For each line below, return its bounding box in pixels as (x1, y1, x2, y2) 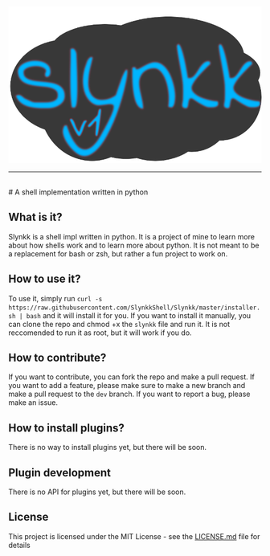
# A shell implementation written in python (8, 187, 149, 197)
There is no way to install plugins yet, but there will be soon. (8, 443, 207, 452)
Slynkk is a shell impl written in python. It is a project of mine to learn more (8, 231, 256, 241)
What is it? (8, 211, 63, 224)
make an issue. (8, 398, 59, 407)
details (8, 540, 31, 550)
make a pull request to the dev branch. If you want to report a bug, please (8, 389, 251, 399)
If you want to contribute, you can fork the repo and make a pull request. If (8, 372, 255, 382)
